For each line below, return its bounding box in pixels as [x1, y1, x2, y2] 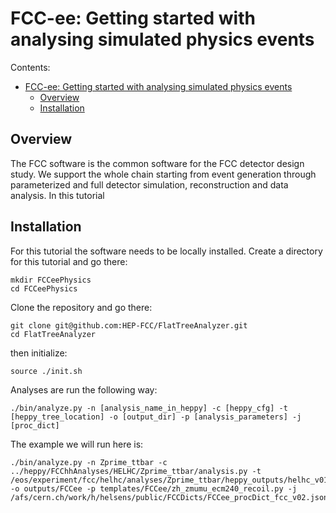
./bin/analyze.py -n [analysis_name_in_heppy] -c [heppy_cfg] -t [10, 403, 288, 413]
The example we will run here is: [10, 438, 144, 450]
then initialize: [10, 347, 68, 359]
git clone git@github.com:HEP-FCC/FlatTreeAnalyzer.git [10, 320, 248, 331]
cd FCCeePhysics [10, 283, 78, 294]
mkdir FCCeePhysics [10, 275, 92, 285]
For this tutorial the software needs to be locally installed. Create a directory [10, 245, 323, 257]
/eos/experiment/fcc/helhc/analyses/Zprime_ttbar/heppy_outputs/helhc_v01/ [10, 475, 333, 485]
